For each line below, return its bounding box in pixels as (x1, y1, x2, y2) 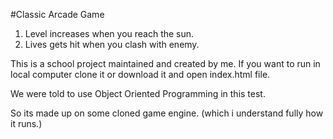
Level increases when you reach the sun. (24, 28, 195, 39)
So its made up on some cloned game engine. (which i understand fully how (10, 107, 324, 119)
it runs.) (10, 118, 43, 129)
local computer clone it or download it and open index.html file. (10, 69, 271, 80)
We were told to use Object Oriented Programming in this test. (10, 88, 266, 99)
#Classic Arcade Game (10, 9, 105, 20)
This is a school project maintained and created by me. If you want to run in (10, 58, 321, 69)
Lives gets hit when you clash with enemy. (24, 39, 200, 50)
